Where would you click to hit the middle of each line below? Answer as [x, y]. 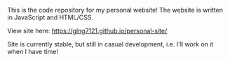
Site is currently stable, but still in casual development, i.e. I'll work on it [110, 44]
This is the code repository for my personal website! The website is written [115, 10]
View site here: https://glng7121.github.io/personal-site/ [87, 31]
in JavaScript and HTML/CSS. [50, 17]
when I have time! [33, 52]
